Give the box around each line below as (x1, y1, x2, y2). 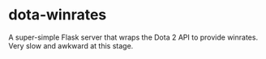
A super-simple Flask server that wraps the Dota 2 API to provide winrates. (8, 32, 258, 42)
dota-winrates (8, 6, 107, 24)
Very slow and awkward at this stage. (8, 40, 134, 50)
